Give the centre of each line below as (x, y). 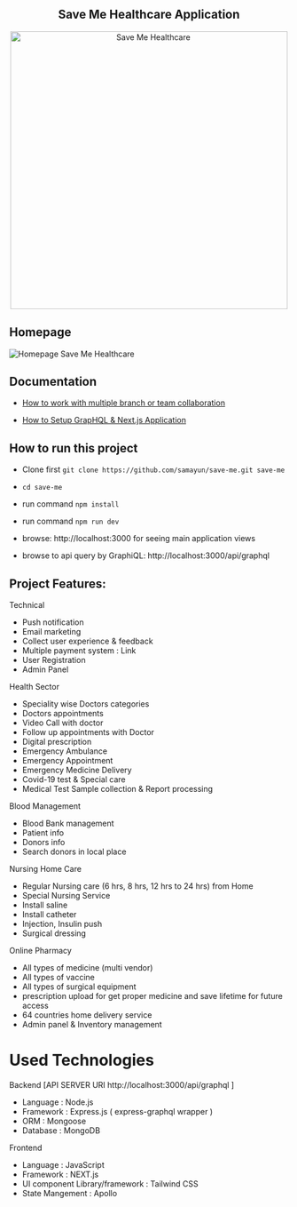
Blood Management (45, 806)
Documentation (53, 382)
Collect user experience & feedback (87, 641)
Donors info (43, 843)
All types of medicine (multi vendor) (87, 968)
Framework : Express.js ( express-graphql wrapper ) (117, 1111)
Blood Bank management (68, 823)
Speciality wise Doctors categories (86, 704)
